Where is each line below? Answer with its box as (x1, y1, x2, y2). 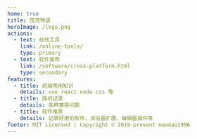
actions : (7, 29, 33, 37)
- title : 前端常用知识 (13, 82, 74, 89)
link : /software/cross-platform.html (20, 62, 131, 69)
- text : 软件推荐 (13, 56, 61, 63)
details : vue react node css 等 (20, 88, 114, 95)
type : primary (20, 50, 61, 57)
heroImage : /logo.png (7, 23, 71, 30)
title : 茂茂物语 (7, 17, 51, 24)
